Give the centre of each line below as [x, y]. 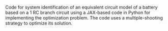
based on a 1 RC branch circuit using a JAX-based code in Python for [78, 12]
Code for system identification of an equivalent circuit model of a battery [81, 7]
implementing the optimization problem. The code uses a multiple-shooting [84, 18]
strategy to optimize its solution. [39, 23]
